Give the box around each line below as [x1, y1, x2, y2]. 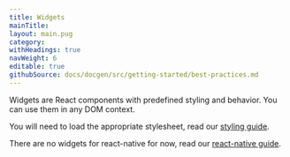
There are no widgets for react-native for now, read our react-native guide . [9, 138, 281, 148]
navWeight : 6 [9, 54, 57, 63]
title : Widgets [9, 12, 65, 22]
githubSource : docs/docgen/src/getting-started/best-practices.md [9, 71, 259, 79]
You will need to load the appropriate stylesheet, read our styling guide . [9, 121, 270, 131]
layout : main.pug [9, 29, 73, 38]
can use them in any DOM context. [9, 103, 135, 115]
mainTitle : [9, 21, 50, 30]
